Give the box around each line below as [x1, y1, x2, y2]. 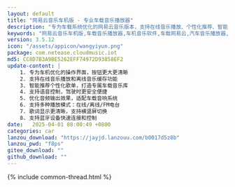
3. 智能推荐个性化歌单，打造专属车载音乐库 [20, 82, 129, 89]
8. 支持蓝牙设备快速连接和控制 [20, 114, 97, 121]
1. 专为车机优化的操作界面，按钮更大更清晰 [20, 69, 129, 76]
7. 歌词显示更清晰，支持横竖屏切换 [20, 108, 108, 115]
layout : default [7, 10, 55, 18]
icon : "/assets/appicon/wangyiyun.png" [7, 43, 124, 50]
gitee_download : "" [7, 147, 64, 154]
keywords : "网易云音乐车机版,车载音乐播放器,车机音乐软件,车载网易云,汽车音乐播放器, [7, 29, 229, 37]
